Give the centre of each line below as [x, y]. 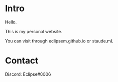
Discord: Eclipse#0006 [28, 74]
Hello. [11, 22]
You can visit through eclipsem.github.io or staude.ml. [59, 41]
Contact [22, 61]
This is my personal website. [34, 31]
